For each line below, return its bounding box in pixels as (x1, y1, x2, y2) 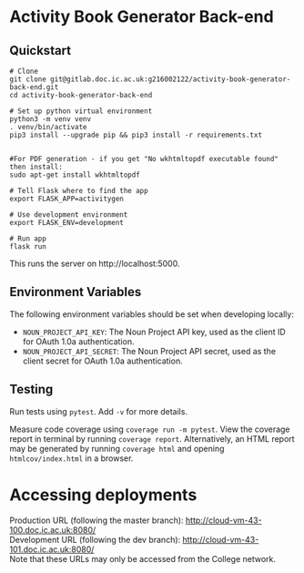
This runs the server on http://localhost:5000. (9, 258, 180, 269)
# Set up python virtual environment (9, 107, 153, 116)
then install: (9, 162, 64, 171)
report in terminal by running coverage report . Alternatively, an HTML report (9, 433, 295, 444)
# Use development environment (9, 210, 128, 220)
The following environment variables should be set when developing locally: (9, 308, 294, 320)
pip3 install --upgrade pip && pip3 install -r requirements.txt (9, 130, 262, 139)
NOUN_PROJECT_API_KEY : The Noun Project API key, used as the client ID (22, 326, 287, 337)
